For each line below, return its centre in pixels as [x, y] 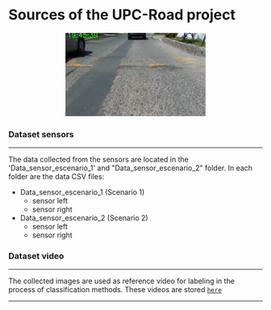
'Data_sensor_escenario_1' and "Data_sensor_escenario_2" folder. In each [130, 168]
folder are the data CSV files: [56, 177]
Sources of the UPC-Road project [122, 15]
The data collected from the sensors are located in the [99, 160]
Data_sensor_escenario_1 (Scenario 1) [82, 192]
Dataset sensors [41, 134]
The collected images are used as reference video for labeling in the [122, 281]
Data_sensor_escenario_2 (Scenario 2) [84, 218]
